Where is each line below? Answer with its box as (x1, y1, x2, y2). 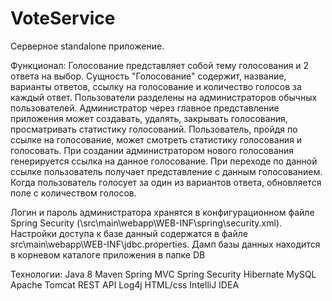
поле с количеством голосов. (10, 187, 137, 199)
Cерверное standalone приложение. (10, 40, 165, 52)
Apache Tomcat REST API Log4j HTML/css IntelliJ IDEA (10, 278, 240, 291)
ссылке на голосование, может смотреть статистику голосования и (10, 133, 303, 146)
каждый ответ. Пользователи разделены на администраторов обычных (10, 91, 318, 103)
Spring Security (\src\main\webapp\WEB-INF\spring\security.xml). (10, 217, 283, 229)
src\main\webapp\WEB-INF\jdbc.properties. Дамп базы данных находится (10, 238, 321, 250)
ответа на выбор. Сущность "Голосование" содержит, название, (10, 70, 287, 82)
